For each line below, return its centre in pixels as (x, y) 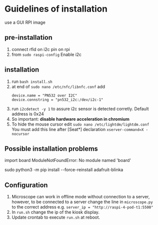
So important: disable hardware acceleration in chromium (70, 119)
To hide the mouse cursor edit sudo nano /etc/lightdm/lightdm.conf (80, 124)
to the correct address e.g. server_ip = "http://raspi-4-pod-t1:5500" (82, 207)
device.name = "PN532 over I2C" (44, 96)
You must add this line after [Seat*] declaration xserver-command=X (78, 129)
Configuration (26, 185)
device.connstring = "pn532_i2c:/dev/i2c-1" (57, 100)
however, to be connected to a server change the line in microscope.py (82, 202)
